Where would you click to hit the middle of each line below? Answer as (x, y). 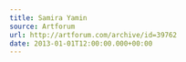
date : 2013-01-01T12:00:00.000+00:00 (81, 43)
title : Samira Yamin (49, 18)
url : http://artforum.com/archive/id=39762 (93, 35)
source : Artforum (42, 26)
